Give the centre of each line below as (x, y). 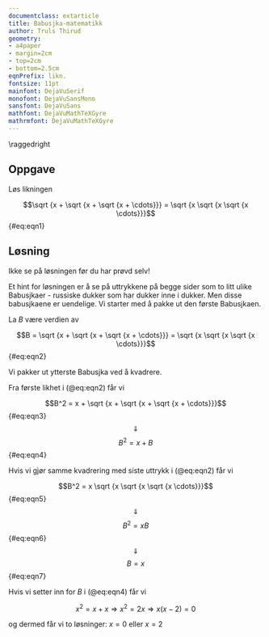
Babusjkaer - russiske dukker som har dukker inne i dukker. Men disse (125, 295)
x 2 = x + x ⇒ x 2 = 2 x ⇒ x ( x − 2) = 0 (136, 608)
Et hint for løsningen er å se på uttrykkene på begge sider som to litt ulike (130, 286)
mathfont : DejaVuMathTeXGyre (57, 114)
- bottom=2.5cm (34, 69)
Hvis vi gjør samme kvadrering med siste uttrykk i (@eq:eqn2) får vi (121, 470)
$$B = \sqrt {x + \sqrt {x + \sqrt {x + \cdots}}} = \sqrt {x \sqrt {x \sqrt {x (136, 335)
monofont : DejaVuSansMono (52, 99)
